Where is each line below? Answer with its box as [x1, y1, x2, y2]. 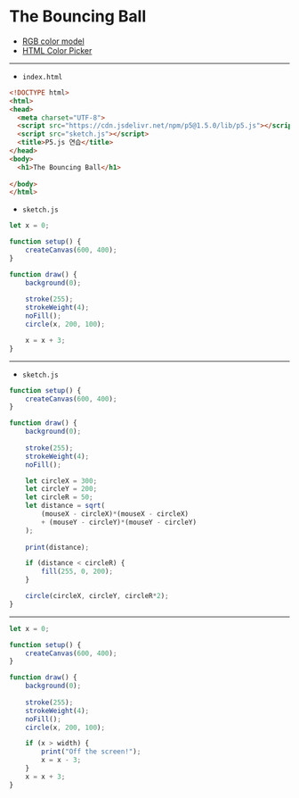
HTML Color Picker [21, 45, 93, 55]
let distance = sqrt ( [25, 502, 105, 511]
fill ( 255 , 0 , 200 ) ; [41, 567, 114, 577]
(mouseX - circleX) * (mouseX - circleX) [41, 510, 190, 519]
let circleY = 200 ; [25, 485, 98, 494]
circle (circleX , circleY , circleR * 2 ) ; [25, 592, 169, 601]
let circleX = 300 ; [25, 476, 98, 486]
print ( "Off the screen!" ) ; [41, 747, 141, 756]
